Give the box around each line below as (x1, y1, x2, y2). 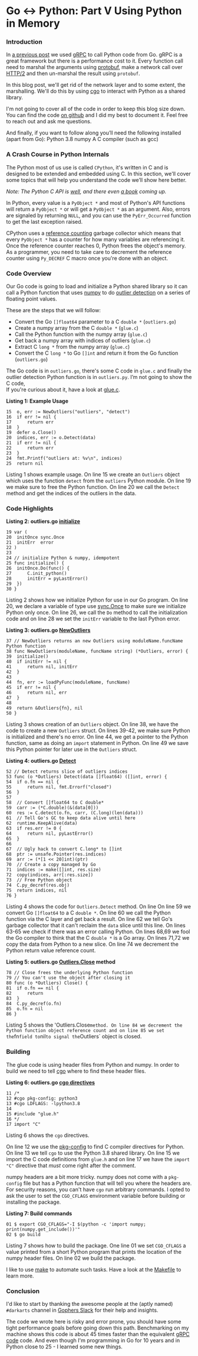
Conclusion (6, 1287, 40, 1295)
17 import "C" (6, 1121, 41, 1127)
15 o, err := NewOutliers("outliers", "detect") (6, 409, 131, 415)
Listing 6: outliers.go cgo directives (6, 1079, 95, 1086)
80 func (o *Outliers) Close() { (6, 980, 88, 986)
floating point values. (6, 295, 57, 302)
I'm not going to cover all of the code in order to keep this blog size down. (6, 105, 186, 113)
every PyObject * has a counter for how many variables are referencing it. (6, 236, 186, 243)
